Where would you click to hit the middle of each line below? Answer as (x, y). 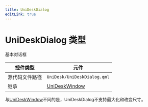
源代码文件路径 (25, 78)
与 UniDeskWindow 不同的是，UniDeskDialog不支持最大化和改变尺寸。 (75, 100)
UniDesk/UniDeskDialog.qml (78, 77)
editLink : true (21, 14)
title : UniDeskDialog (27, 10)
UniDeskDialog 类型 (46, 40)
